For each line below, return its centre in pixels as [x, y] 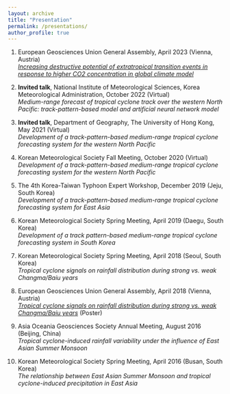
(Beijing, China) [39, 334]
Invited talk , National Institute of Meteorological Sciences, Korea [109, 87]
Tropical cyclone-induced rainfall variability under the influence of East [118, 341]
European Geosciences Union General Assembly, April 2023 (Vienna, [115, 52]
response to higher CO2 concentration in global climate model [106, 74]
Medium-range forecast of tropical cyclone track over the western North [120, 102]
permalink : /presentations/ [48, 26]
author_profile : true [39, 33]
